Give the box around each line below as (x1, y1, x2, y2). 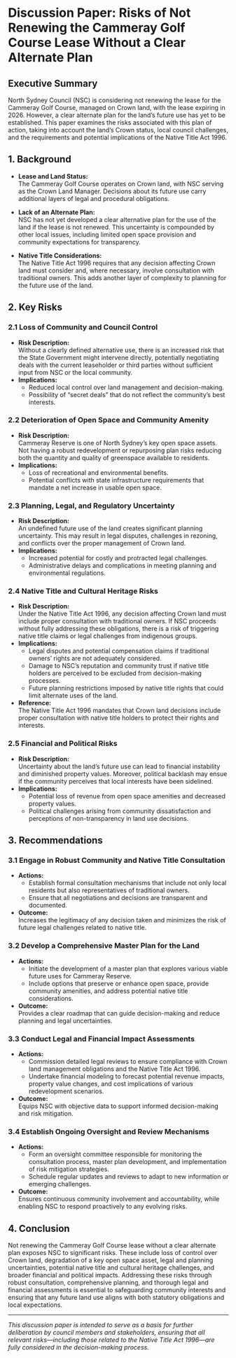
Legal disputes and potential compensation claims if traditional (28, 646, 209, 656)
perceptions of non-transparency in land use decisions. (28, 814, 189, 822)
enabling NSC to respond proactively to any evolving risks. (18, 1203, 188, 1211)
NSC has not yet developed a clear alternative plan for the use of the (18, 215, 216, 223)
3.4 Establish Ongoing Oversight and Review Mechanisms (8, 1126, 209, 1136)
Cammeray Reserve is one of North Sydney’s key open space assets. (18, 438, 218, 447)
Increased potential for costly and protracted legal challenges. (28, 554, 209, 562)
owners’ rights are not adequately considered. (28, 654, 162, 663)
